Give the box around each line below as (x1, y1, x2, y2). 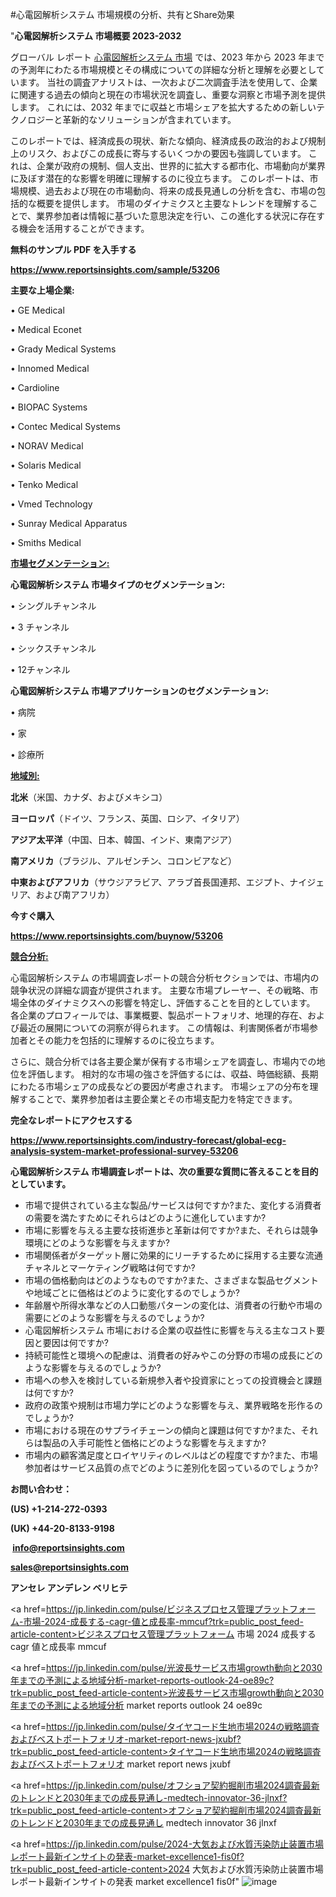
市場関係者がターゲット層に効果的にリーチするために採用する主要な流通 (24, 1249, 323, 1261)
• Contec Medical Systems (10, 421, 121, 432)
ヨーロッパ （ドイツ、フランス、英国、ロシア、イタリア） (10, 813, 245, 824)
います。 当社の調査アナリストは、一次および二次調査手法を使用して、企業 (10, 76, 318, 88)
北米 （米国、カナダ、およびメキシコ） (10, 791, 168, 803)
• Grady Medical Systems (10, 343, 117, 355)
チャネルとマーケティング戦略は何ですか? (24, 1262, 196, 1273)
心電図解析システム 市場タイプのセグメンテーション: (10, 579, 226, 590)
